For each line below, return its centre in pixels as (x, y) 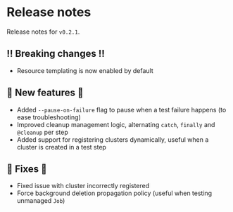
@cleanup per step (42, 132)
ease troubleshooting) (49, 117)
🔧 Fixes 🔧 (27, 169)
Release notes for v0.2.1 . (43, 32)
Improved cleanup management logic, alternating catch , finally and (116, 124)
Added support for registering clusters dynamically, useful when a (113, 139)
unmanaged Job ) (41, 201)
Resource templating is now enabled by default (85, 70)
